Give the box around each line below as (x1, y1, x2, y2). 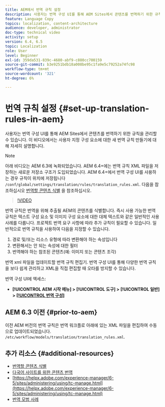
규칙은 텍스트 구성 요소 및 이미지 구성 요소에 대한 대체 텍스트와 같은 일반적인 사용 (5, 214, 160, 219)
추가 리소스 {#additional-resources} (5, 349, 114, 357)
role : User (5, 48, 27, 53)
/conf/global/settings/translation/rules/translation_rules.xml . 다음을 (5, 181, 154, 187)
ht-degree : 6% (5, 76, 34, 81)
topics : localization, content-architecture (5, 21, 98, 26)
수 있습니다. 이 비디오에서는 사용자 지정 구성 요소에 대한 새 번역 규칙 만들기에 (5, 136, 152, 143)
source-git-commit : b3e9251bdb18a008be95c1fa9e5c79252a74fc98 (5, 62, 135, 67)
